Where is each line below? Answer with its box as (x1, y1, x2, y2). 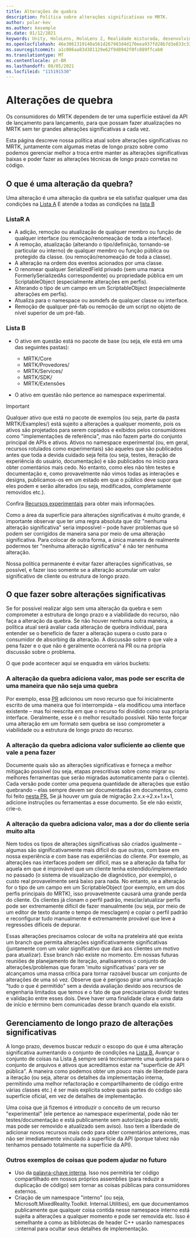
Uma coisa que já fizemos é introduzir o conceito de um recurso (6, 1104, 160, 1111)
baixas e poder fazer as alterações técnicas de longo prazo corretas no (6, 156, 178, 163)
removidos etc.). (6, 489, 45, 496)
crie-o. (6, 805, 22, 812)
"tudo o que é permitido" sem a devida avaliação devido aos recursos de (6, 983, 181, 990)
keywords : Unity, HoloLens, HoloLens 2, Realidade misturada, (6, 36, 160, 42)
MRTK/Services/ (23, 367, 63, 374)
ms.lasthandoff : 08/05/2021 (6, 63, 75, 69)
